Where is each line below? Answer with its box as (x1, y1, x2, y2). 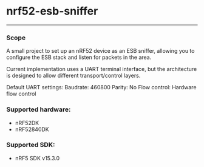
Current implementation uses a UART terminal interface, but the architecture (6, 66, 197, 73)
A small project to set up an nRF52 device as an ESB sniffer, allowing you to (6, 47, 195, 55)
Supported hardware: (6, 105, 71, 114)
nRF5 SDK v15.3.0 (15, 154, 60, 162)
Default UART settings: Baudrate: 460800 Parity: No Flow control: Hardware (6, 84, 197, 91)
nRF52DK (15, 119, 39, 126)
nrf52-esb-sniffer (6, 4, 98, 18)
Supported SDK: (6, 141, 56, 149)
